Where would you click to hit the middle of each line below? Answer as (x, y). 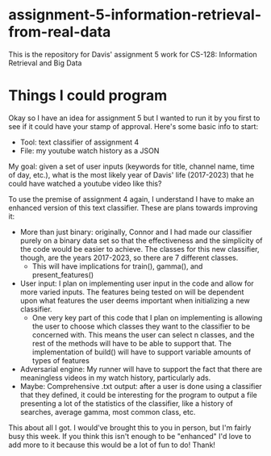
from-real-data (60, 32)
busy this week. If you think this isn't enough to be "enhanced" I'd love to (130, 436)
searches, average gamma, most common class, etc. (108, 412)
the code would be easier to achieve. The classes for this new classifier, (140, 249)
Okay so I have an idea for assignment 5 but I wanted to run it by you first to (134, 118)
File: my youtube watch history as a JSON (90, 150)
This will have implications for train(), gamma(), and (117, 266)
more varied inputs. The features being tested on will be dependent (132, 291)
